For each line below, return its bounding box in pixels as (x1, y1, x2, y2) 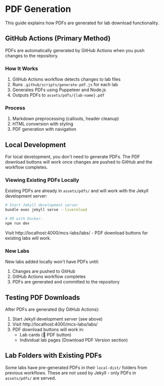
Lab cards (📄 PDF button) (19, 332, 72, 338)
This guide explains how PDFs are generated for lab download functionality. (5, 20, 160, 26)
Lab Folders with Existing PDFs (5, 351, 102, 360)
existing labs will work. (5, 235, 51, 241)
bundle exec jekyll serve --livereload (5, 207, 87, 213)
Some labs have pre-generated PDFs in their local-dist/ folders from (5, 364, 147, 370)
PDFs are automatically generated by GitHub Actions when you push (5, 47, 145, 53)
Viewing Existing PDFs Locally (5, 177, 80, 184)
